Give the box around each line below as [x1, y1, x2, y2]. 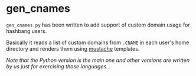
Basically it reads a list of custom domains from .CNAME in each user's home [6, 39, 190, 46]
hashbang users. [6, 27, 47, 34]
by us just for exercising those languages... [6, 62, 111, 70]
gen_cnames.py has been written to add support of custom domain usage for [6, 21, 190, 28]
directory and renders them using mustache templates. [6, 45, 140, 52]
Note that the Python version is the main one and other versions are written [6, 57, 190, 64]
